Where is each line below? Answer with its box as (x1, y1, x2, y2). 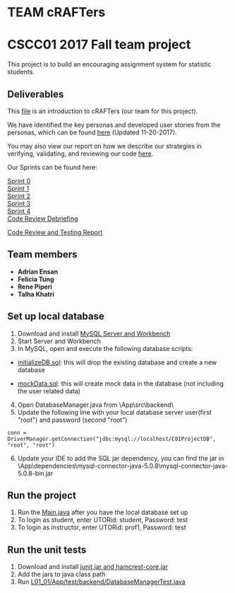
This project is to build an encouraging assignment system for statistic (7, 60, 212, 69)
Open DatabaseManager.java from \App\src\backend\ (17, 401, 174, 409)
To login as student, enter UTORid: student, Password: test (17, 516, 188, 524)
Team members (7, 248, 78, 260)
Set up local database (7, 311, 104, 323)
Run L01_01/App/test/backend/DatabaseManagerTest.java (17, 577, 186, 586)
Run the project (7, 489, 76, 501)
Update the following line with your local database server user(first (17, 408, 212, 416)
